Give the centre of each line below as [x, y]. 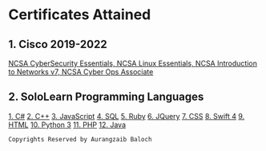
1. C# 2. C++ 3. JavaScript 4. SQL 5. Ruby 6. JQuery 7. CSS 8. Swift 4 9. [127, 116]
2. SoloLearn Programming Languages [106, 97]
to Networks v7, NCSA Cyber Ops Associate [81, 72]
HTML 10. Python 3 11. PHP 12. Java [67, 125]
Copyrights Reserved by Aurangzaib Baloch [80, 139]
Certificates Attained [80, 15]
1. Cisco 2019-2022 [58, 44]
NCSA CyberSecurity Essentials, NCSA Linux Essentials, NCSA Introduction [133, 63]
